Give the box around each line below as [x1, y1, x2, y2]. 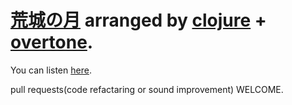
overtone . [10, 31, 94, 54]
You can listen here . [10, 64, 92, 76]
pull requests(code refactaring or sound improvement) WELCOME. [10, 83, 284, 95]
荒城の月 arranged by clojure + [10, 9, 267, 32]
